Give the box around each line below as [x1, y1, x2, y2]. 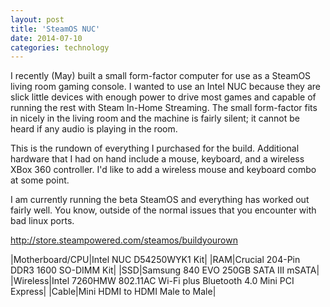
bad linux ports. [10, 215, 75, 227]
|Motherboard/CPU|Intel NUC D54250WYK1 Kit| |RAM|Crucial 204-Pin [10, 254, 301, 266]
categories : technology [10, 42, 110, 53]
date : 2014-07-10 [10, 33, 83, 43]
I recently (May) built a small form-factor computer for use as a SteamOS [10, 70, 312, 82]
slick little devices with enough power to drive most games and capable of [10, 91, 317, 103]
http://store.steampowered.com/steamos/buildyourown [10, 234, 238, 246]
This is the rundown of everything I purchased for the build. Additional [10, 142, 300, 155]
